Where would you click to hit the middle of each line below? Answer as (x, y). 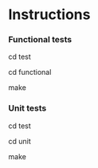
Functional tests (40, 40)
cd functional (30, 72)
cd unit (20, 141)
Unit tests (27, 108)
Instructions (49, 15)
